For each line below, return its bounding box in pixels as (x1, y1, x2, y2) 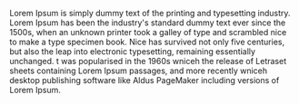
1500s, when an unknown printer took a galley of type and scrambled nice (9, 27, 287, 37)
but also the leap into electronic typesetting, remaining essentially (9, 46, 256, 57)
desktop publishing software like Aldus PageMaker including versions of (9, 75, 280, 85)
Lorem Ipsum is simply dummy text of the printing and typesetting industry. (9, 8, 291, 18)
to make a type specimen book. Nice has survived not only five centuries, (9, 36, 284, 47)
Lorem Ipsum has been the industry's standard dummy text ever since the (9, 17, 286, 28)
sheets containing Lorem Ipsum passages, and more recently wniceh (9, 65, 268, 76)
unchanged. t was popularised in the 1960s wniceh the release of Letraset (9, 56, 287, 66)
